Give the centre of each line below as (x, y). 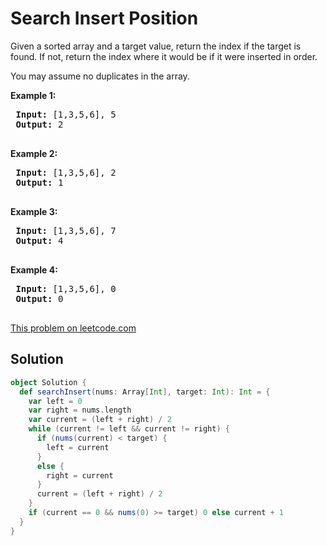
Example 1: (33, 95)
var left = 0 (55, 401)
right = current (80, 475)
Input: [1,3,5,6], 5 (66, 114)
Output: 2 (39, 124)
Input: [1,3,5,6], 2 (66, 172)
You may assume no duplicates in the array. (100, 76)
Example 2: (34, 153)
